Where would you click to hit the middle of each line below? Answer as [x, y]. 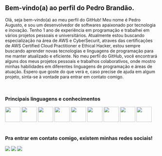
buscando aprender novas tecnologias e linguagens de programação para [79, 51]
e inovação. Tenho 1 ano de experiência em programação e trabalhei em [77, 30]
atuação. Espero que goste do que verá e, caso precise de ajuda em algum [80, 71]
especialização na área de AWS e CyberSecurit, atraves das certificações [79, 40]
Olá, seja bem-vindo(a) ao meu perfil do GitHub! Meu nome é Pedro [73, 19]
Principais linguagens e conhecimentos [53, 98]
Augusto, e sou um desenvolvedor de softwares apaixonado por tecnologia [80, 25]
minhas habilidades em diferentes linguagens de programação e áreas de [79, 66]
